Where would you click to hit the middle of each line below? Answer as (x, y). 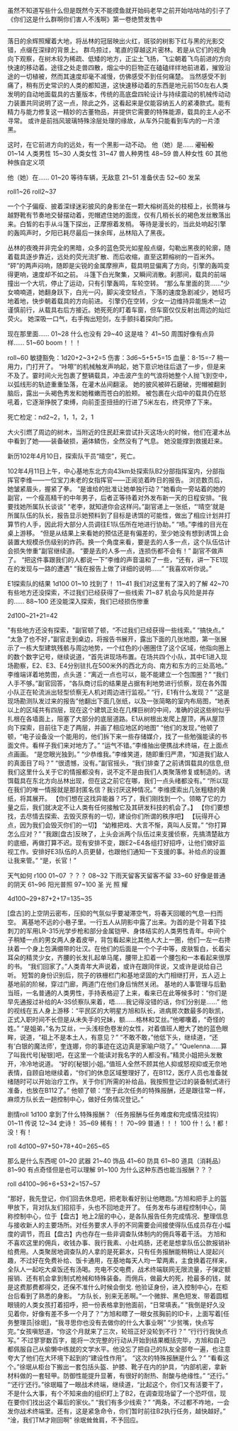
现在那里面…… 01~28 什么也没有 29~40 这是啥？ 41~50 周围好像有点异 (111, 334)
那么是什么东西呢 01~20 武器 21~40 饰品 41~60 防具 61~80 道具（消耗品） (116, 1161)
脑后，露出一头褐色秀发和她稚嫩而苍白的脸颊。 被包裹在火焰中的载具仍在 (114, 393)
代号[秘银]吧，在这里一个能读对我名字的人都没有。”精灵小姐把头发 (121, 1055)
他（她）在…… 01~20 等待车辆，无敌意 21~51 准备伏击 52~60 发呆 (104, 177)
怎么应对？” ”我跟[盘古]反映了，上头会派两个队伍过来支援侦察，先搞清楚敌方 (119, 834)
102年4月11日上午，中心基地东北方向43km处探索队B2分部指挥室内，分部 (113, 471)
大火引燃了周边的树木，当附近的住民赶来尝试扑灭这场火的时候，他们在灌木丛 (119, 432)
